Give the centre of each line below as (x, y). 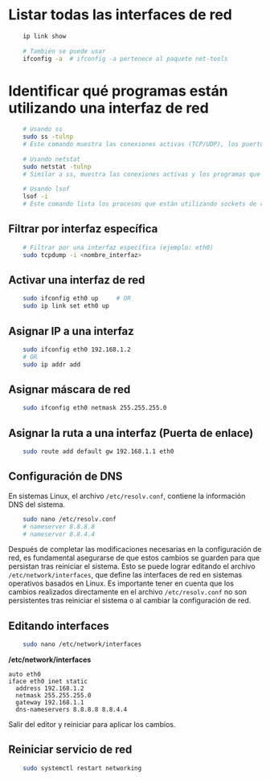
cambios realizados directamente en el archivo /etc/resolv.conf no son (128, 592)
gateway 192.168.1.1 (50, 703)
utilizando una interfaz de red (108, 108)
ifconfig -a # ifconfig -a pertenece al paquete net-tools (125, 59)
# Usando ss (43, 129)
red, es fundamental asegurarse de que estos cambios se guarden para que (134, 558)
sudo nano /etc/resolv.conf (70, 519)
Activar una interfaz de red (77, 280)
